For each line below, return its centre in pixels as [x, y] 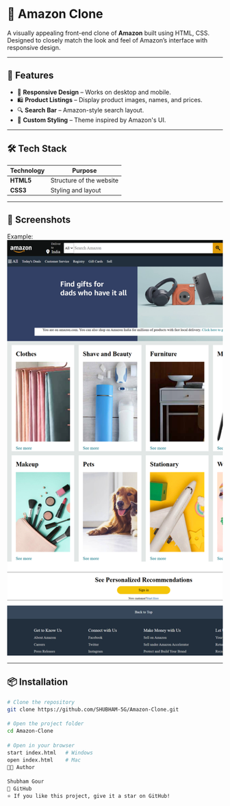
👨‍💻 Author [21, 767]
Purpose [85, 171]
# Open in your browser [41, 746]
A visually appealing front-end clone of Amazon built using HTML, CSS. [108, 33]
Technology [27, 171]
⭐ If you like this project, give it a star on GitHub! [89, 796]
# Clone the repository [41, 702]
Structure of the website [84, 180]
